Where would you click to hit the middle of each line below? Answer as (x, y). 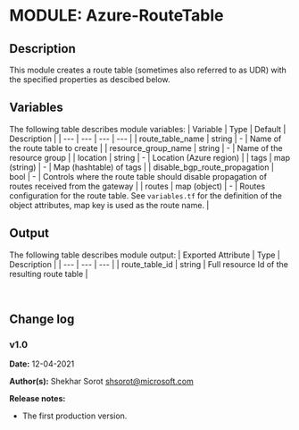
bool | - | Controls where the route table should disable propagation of (138, 176)
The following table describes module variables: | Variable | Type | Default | (148, 129)
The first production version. (75, 416)
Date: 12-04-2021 (42, 364)
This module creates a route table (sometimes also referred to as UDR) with (148, 70)
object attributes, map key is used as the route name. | (109, 205)
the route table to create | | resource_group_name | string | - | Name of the (146, 148)
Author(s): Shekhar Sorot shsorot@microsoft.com (101, 382)
